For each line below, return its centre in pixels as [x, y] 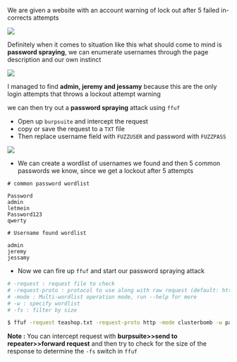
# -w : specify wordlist [44, 303]
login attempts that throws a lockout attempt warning [84, 94]
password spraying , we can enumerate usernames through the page [108, 52]
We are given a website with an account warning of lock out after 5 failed [114, 10]
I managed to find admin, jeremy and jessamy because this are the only [112, 86]
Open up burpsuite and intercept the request [83, 121]
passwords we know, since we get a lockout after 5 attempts [105, 171]
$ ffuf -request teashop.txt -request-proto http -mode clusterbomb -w [115, 323]
